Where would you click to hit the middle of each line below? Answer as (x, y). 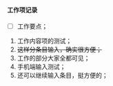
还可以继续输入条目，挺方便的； (62, 76)
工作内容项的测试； (44, 41)
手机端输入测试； (41, 67)
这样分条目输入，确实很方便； (59, 50)
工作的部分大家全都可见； (53, 58)
